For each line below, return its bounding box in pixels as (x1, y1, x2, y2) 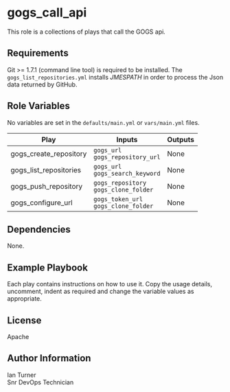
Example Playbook (7, 262, 88, 273)
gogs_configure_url (10, 198, 73, 207)
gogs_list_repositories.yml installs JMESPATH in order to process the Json (7, 73, 224, 81)
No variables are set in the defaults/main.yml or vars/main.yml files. (7, 118, 200, 126)
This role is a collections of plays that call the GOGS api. (7, 27, 166, 36)
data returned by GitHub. (7, 80, 78, 89)
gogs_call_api (7, 5, 87, 21)
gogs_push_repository (10, 181, 83, 191)
